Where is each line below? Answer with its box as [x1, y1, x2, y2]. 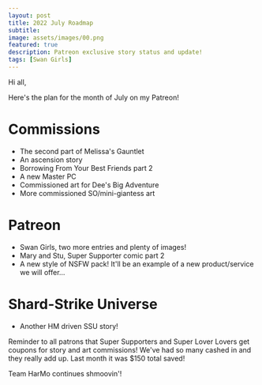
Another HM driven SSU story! [19, 321, 118, 330]
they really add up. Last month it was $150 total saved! [8, 353, 185, 363]
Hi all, [8, 77, 27, 87]
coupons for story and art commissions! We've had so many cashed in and [8, 345, 252, 354]
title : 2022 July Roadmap [8, 19, 93, 27]
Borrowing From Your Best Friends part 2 [19, 163, 153, 172]
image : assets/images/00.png [8, 33, 104, 42]
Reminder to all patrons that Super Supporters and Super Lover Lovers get [8, 337, 250, 346]
